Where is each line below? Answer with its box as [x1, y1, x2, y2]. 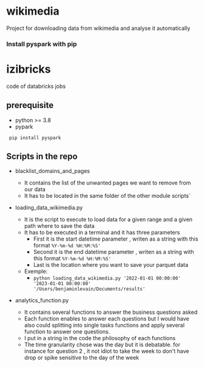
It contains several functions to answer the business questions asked [24, 308, 198, 316]
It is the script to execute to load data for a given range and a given [24, 216, 193, 223]
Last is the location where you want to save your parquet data [33, 261, 189, 269]
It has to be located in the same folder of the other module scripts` [24, 192, 191, 200]
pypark [15, 123, 33, 130]
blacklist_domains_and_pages [15, 167, 90, 175]
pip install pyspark [9, 134, 62, 141]
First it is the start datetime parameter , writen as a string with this [33, 235, 199, 242]
